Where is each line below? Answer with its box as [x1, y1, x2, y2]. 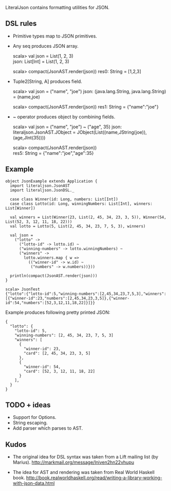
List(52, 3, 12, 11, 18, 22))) [5, 219, 72, 224]
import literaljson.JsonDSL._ [10, 187, 74, 192]
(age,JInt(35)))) [12, 134, 46, 141]
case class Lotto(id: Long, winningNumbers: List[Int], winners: [10, 201, 153, 206]
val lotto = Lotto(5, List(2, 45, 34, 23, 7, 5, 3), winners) [10, 223, 146, 229]
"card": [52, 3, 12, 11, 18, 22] [24, 369, 96, 374]
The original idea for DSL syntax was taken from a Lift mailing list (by [12, 454, 158, 460]
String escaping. [12, 419, 48, 426]
